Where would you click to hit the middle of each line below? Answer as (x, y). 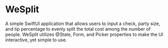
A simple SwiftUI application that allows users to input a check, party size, (83, 23)
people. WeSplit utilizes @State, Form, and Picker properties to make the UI (84, 34)
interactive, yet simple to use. (36, 40)
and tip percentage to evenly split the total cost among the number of (78, 29)
